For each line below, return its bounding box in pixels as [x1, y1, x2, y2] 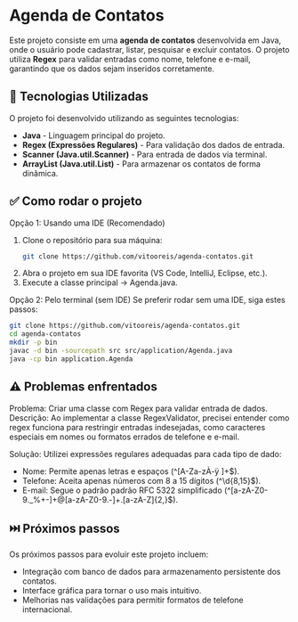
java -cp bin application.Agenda [9, 354, 133, 364]
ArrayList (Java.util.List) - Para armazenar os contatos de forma [21, 158, 261, 169]
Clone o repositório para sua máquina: [21, 234, 163, 245]
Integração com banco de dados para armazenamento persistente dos [21, 567, 282, 577]
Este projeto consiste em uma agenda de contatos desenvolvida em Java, [9, 35, 282, 45]
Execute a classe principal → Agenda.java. [21, 277, 178, 288]
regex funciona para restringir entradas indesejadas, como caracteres [9, 421, 266, 432]
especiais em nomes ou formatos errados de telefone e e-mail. [9, 431, 240, 442]
